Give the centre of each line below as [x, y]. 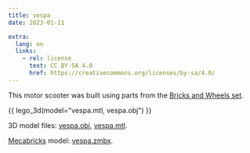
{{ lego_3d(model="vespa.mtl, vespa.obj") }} [80, 110]
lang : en [29, 44]
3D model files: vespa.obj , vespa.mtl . [68, 125]
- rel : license [47, 59]
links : [26, 52]
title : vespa [29, 15]
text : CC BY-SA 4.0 [60, 66]
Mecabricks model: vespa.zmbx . [61, 141]
